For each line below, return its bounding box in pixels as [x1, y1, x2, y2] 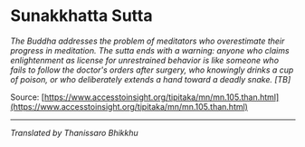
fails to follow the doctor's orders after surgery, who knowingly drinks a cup [10, 64, 294, 75]
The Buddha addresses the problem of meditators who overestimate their [10, 35, 285, 46]
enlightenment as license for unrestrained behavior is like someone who [10, 54, 280, 65]
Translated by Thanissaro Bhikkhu [10, 127, 138, 138]
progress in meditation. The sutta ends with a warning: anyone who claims [10, 44, 290, 55]
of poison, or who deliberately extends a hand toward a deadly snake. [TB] [10, 73, 291, 84]
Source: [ [10, 92, 44, 103]
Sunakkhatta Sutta [10, 5, 153, 26]
